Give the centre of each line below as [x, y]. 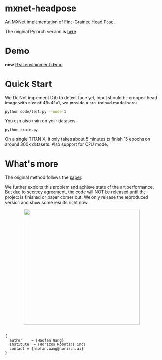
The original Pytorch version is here [41, 31]
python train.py [21, 130]
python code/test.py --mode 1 [36, 111]
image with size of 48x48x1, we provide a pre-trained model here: [71, 103]
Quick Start [28, 84]
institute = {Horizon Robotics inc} [48, 344]
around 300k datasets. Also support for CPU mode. [56, 144]
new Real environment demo [34, 64]
